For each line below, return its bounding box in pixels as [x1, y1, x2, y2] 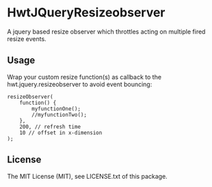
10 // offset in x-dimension [19, 129, 103, 136]
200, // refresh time [19, 123, 81, 130]
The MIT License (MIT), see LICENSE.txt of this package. [7, 172, 168, 180]
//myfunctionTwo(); [31, 111, 88, 118]
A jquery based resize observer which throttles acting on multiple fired [7, 27, 206, 36]
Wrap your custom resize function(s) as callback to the [7, 73, 162, 81]
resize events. [7, 34, 47, 42]
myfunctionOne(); [31, 105, 81, 112]
